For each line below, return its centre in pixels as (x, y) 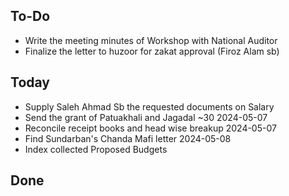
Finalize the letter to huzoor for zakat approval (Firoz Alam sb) (152, 51)
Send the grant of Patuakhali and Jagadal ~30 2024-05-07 (146, 117)
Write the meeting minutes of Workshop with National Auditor (151, 40)
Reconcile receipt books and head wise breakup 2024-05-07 (150, 128)
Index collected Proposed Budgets (96, 149)
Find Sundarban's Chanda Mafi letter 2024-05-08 (128, 138)
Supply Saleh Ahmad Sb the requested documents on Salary (149, 106)
